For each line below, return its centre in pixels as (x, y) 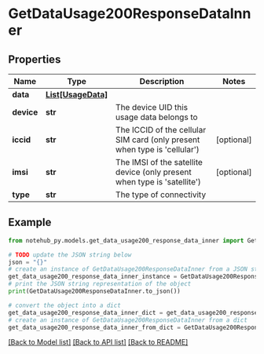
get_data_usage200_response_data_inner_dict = (86, 312)
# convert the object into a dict (65, 305)
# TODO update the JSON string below (70, 255)
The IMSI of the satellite (159, 162)
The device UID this (152, 107)
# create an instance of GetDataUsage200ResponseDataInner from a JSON (128, 269)
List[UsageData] (77, 95)
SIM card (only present (158, 140)
